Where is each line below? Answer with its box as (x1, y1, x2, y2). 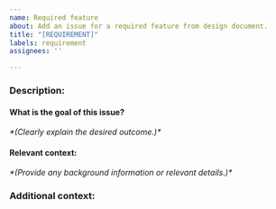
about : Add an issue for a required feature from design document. (9, 22, 269, 31)
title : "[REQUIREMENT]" (9, 30, 99, 39)
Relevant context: (9, 147, 78, 158)
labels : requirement (9, 38, 87, 48)
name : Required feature (9, 13, 99, 23)
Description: (9, 85, 65, 97)
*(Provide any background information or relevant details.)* (9, 168, 233, 178)
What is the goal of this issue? (9, 106, 124, 117)
